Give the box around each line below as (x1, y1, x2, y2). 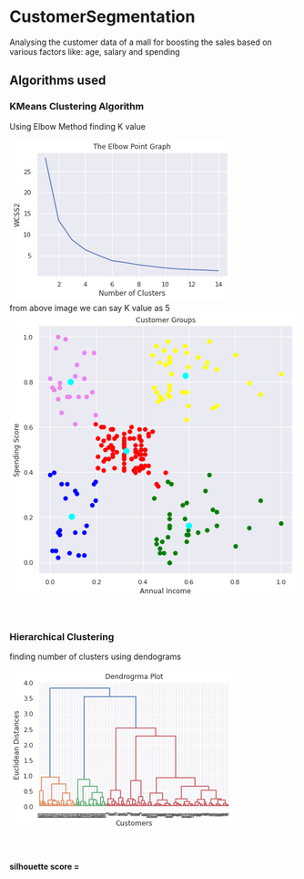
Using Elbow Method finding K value (9, 120, 146, 131)
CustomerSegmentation (9, 6, 196, 27)
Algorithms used (9, 73, 106, 89)
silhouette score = (9, 861, 80, 872)
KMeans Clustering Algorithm (9, 100, 144, 113)
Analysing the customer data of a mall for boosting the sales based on (9, 37, 273, 47)
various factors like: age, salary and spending (9, 46, 180, 57)
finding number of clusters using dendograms (9, 651, 182, 662)
